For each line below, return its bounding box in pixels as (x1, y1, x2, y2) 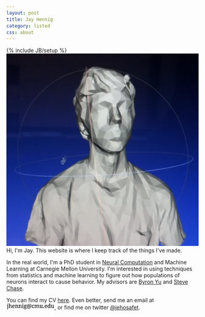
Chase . (6, 285, 24, 292)
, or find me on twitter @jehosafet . (54, 304, 140, 311)
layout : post (6, 10, 40, 16)
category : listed (6, 23, 51, 29)
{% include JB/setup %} (6, 47, 67, 54)
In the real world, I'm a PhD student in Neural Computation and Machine (6, 259, 187, 266)
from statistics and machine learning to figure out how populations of (6, 272, 180, 279)
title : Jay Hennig (6, 16, 53, 23)
